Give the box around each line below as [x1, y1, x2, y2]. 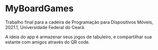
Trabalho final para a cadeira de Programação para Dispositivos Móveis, [5, 19, 154, 25]
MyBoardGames [5, 3, 74, 14]
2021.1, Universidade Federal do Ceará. [5, 24, 86, 30]
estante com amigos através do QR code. [5, 39, 90, 45]
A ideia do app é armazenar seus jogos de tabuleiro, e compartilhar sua [5, 34, 152, 40]
